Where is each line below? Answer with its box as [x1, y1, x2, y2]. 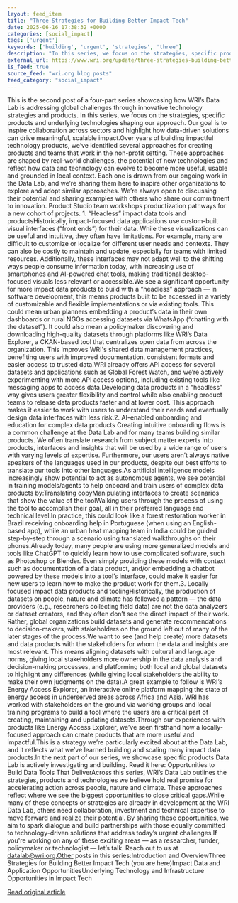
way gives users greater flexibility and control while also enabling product [7, 390, 222, 399]
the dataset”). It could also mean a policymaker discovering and [7, 323, 193, 331]
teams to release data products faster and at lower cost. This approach [7, 398, 215, 407]
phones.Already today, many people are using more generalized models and [7, 542, 230, 550]
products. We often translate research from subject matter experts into [7, 436, 214, 444]
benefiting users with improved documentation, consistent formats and [7, 353, 215, 361]
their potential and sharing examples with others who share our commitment [7, 194, 230, 203]
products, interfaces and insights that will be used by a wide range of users [7, 444, 227, 452]
